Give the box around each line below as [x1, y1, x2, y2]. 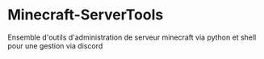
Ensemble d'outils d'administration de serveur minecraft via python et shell [7, 32, 257, 42]
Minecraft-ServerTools [7, 6, 164, 24]
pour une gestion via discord [7, 40, 103, 50]
